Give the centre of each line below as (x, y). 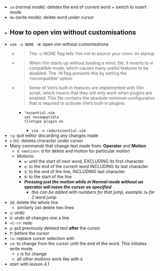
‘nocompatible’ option (51, 78)
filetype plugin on (44, 121)
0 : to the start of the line (48, 177)
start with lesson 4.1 (29, 264)
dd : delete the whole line (34, 202)
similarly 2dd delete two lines (45, 207)
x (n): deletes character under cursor (46, 140)
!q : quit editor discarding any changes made (54, 135)
